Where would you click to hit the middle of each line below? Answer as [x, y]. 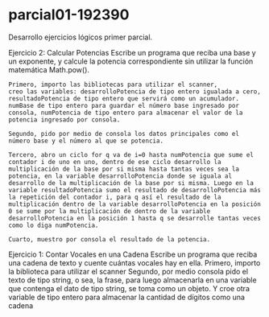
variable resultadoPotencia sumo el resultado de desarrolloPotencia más [135, 190]
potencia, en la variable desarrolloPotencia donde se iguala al [120, 176]
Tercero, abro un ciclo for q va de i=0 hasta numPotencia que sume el [131, 154]
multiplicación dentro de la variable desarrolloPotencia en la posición [135, 204]
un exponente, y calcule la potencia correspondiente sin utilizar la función [131, 61]
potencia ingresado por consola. [64, 119]
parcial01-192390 [69, 15]
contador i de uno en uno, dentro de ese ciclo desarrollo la [115, 162]
